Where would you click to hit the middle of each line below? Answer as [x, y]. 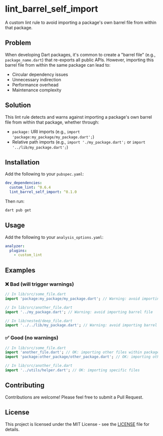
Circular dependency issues [40, 74]
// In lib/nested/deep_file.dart [39, 321]
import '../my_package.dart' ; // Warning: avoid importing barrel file [79, 312]
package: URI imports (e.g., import [46, 131]
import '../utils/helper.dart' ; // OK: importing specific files [72, 370]
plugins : [18, 251]
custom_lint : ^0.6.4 [30, 188]
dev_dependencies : [24, 183]
